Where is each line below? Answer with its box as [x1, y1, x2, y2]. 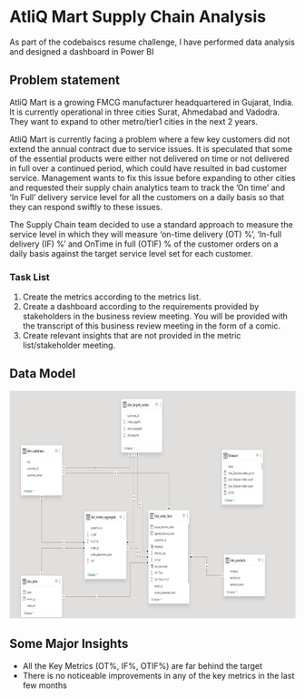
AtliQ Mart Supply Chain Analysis [9, 6, 266, 27]
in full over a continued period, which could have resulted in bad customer [9, 162, 288, 174]
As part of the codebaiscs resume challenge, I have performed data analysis [9, 36, 295, 47]
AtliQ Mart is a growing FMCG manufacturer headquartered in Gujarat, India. [9, 96, 294, 107]
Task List [9, 270, 50, 283]
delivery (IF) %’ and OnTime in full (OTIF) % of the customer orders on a [9, 238, 279, 249]
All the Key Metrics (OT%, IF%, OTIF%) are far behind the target [22, 660, 263, 671]
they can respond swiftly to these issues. [9, 201, 163, 212]
